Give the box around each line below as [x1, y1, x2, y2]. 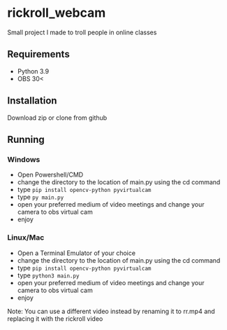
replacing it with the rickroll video [7, 314, 103, 323]
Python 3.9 [17, 67, 50, 75]
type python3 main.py [17, 271, 80, 280]
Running [7, 133, 45, 145]
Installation [7, 95, 57, 106]
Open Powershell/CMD [17, 170, 84, 179]
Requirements [7, 48, 70, 60]
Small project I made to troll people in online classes [7, 28, 157, 36]
